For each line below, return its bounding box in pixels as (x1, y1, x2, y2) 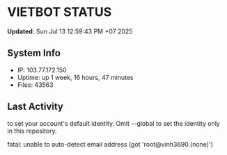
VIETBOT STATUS (7, 4, 112, 20)
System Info (7, 47, 61, 59)
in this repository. (7, 127, 57, 135)
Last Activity (7, 101, 64, 113)
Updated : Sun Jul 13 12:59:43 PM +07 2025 (7, 27, 133, 35)
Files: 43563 (17, 81, 54, 89)
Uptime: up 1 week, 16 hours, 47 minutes (17, 73, 134, 81)
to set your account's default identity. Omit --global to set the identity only (7, 119, 221, 127)
